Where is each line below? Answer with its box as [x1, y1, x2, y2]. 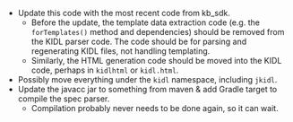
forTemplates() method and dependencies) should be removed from [30, 27, 285, 37]
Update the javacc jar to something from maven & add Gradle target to [17, 84, 278, 94]
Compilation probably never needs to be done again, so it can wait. [30, 103, 280, 113]
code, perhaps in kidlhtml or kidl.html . [30, 65, 179, 75]
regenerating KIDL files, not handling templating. [30, 46, 211, 57]
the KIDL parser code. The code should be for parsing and [30, 36, 247, 47]
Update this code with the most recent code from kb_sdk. [17, 8, 230, 18]
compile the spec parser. [17, 93, 110, 104]
